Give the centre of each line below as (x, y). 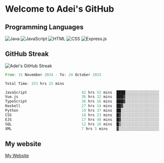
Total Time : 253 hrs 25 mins (35, 83)
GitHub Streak (27, 54)
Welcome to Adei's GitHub (60, 9)
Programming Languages (44, 27)
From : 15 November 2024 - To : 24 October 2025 (53, 75)
